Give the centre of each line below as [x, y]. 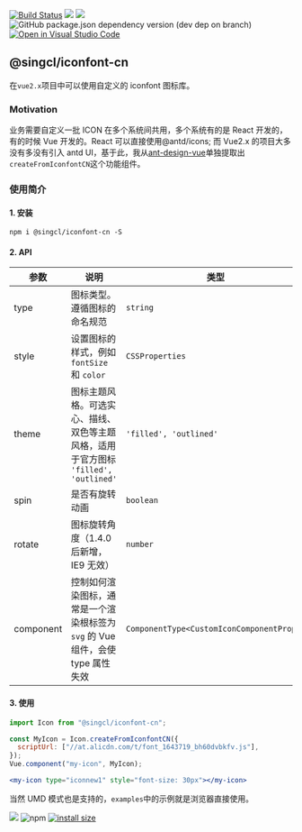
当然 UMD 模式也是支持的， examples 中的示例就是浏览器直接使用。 [132, 799]
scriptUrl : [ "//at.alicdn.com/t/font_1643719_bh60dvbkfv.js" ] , [138, 747]
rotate [27, 544]
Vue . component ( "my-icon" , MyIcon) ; [76, 764]
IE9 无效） [93, 565]
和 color [88, 375]
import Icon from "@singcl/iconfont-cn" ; [88, 722]
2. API [21, 251]
